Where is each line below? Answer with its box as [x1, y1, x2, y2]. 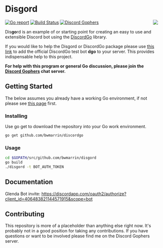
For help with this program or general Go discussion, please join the [5, 63, 144, 69]
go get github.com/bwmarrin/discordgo [5, 133, 83, 138]
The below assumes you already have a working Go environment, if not [5, 95, 147, 101]
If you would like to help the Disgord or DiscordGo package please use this [5, 43, 154, 49]
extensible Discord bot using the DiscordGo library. [5, 34, 107, 40]
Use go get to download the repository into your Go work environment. [5, 124, 147, 130]
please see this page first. [5, 100, 57, 106]
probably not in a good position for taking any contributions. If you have [5, 228, 148, 234]
